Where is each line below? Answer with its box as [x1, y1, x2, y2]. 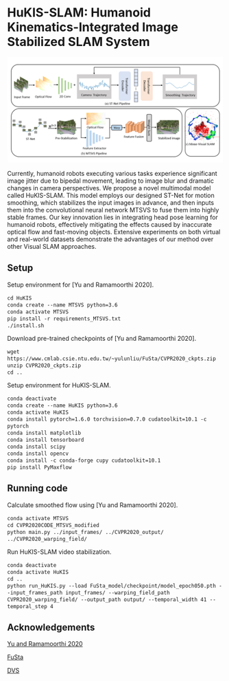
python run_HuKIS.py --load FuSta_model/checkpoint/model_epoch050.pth [7, 582, 216, 589]
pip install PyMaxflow [7, 464, 72, 471]
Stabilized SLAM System [7, 34, 150, 49]
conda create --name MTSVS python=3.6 [7, 301, 118, 309]
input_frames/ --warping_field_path [65, 589, 170, 596]
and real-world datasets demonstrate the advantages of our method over [7, 235, 214, 243]
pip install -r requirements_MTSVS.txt [7, 315, 121, 322]
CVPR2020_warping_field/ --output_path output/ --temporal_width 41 [7, 596, 207, 603]
